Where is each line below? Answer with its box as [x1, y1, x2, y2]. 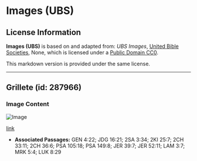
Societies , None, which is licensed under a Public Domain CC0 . [6, 49, 159, 56]
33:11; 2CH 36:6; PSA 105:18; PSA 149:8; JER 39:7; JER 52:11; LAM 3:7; [14, 142, 185, 149]
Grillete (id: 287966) [6, 83, 82, 93]
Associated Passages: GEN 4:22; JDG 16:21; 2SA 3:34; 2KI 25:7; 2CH [14, 136, 184, 143]
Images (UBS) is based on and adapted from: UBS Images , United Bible [6, 43, 179, 50]
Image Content [6, 100, 50, 108]
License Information [6, 27, 81, 37]
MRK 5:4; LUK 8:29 [14, 148, 62, 155]
